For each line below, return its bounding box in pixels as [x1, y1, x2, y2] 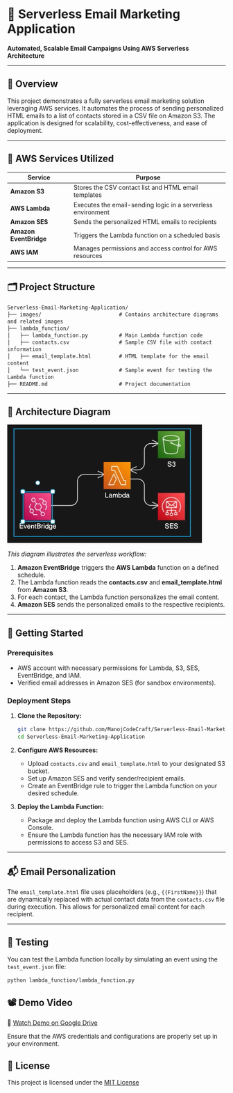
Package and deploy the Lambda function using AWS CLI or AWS [27, 816, 214, 824]
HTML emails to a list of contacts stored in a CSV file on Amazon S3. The [7, 111, 216, 120]
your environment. [7, 1039, 60, 1048]
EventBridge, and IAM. [17, 671, 82, 680]
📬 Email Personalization [7, 865, 116, 877]
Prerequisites [7, 648, 53, 657]
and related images [7, 318, 64, 325]
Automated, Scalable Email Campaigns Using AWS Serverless [7, 44, 189, 52]
